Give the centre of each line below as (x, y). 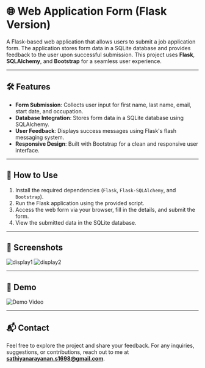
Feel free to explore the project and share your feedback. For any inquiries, (100, 345)
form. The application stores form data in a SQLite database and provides (99, 48)
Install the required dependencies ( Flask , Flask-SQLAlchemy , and (95, 190)
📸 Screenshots (35, 247)
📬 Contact (28, 328)
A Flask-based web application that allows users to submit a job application (101, 42)
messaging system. (40, 137)
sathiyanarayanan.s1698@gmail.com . (56, 359)
